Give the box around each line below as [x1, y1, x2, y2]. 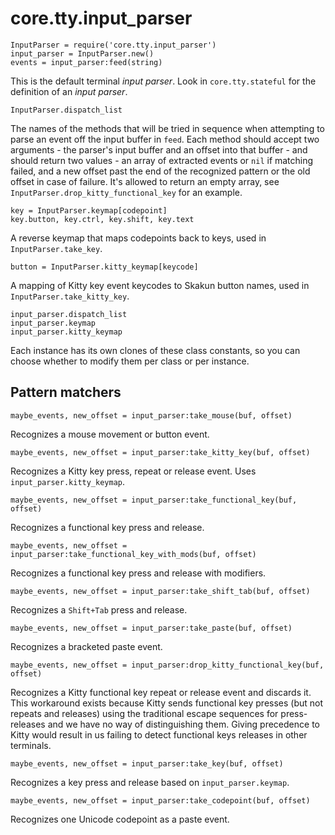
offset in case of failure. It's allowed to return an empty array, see [10, 175, 280, 187]
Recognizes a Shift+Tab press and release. [10, 603, 188, 616]
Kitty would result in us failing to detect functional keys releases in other [10, 728, 308, 741]
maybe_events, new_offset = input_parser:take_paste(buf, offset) [10, 623, 293, 633]
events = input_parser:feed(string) [10, 57, 163, 67]
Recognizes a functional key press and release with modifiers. [10, 567, 267, 579]
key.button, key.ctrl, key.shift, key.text [10, 214, 195, 224]
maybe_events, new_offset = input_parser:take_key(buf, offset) [10, 758, 284, 769]
